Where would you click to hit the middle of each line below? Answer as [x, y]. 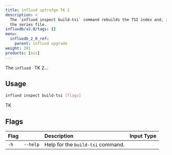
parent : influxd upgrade [41, 44]
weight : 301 [18, 48]
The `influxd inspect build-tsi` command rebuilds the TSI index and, [87, 20]
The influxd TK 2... [27, 68]
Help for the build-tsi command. [84, 144]
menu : [11, 34]
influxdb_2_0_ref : [30, 39]
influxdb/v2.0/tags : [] [31, 29]
